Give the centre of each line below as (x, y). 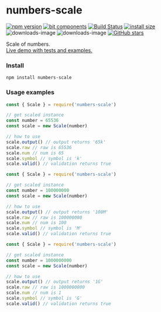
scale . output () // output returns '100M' (57, 212)
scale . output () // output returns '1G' (55, 282)
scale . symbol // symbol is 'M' (44, 228)
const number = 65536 (32, 121)
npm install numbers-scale (39, 78)
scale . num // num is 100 (36, 223)
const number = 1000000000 (39, 260)
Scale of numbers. (28, 44)
